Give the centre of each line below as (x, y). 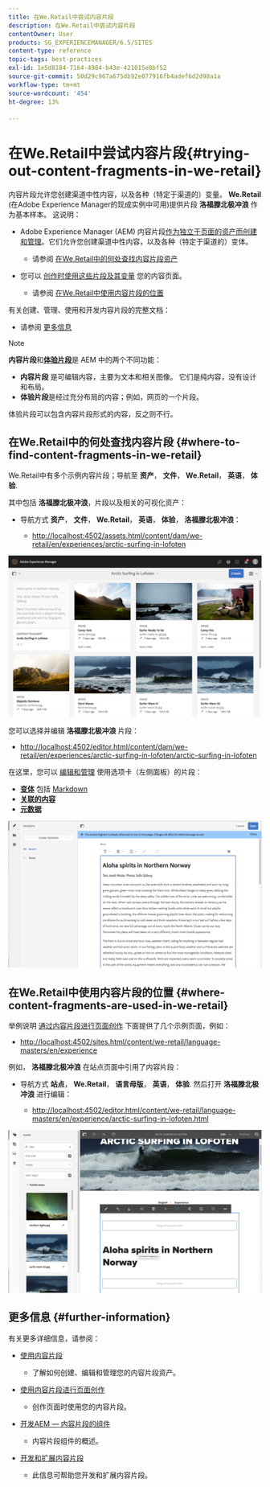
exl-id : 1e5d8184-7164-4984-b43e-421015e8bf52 (88, 68)
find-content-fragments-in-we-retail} (105, 455)
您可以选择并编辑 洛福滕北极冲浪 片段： (74, 731)
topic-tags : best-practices (55, 60)
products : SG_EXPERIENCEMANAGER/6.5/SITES (80, 43)
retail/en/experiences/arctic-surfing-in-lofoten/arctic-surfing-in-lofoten (138, 755)
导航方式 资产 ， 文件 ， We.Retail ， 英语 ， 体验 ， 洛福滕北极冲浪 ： (130, 520)
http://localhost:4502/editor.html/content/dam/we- (104, 747)
